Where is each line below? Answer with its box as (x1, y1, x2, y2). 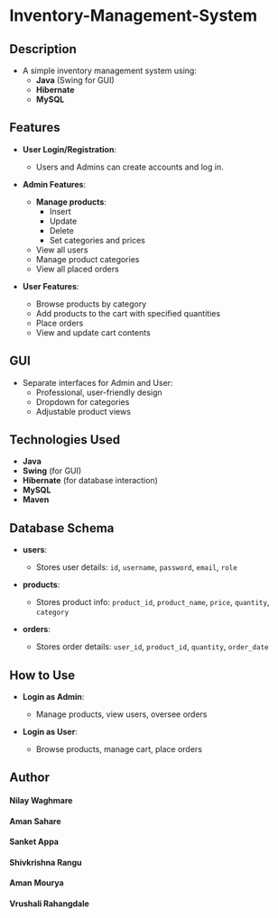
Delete (49, 225, 74, 235)
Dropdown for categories (35, 396, 130, 407)
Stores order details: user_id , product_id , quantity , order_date (35, 641, 269, 652)
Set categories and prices (49, 234, 146, 245)
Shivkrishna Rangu (9, 857, 83, 868)
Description (9, 41, 77, 57)
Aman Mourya (9, 877, 65, 888)
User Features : (22, 280, 79, 291)
